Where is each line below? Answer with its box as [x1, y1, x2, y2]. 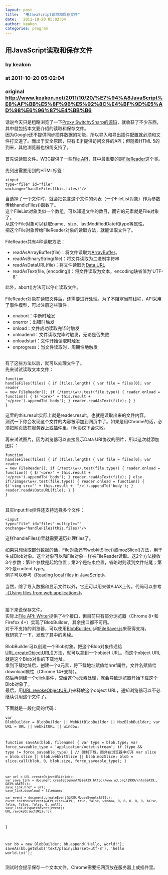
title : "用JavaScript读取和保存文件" [5, 12, 80, 17]
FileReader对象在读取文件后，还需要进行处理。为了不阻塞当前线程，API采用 [5, 296, 162, 302]
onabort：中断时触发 [12, 312, 56, 319]
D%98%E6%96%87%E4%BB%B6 [5, 107, 92, 114]
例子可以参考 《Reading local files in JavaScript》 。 [5, 572, 109, 578]
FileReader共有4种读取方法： [5, 238, 66, 244]
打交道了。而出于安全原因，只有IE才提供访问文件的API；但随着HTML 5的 [9, 138, 160, 144]
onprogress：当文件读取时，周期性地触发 [12, 344, 98, 350]
